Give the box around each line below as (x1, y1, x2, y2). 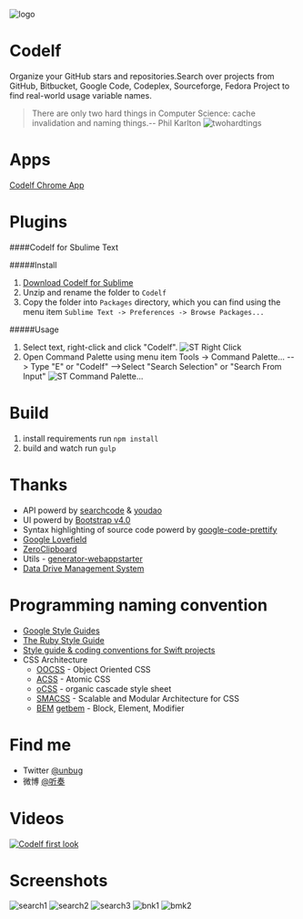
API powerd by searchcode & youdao (22, 505, 162, 516)
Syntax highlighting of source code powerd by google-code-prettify (22, 524, 278, 535)
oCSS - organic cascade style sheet (35, 683, 172, 694)
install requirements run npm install (22, 433, 159, 444)
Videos (9, 808, 65, 829)
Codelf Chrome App (9, 179, 85, 191)
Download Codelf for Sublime (22, 277, 134, 287)
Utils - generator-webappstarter (22, 553, 143, 564)
